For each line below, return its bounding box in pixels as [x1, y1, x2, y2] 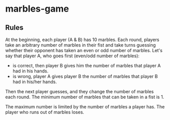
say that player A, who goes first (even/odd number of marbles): [5, 53, 140, 59]
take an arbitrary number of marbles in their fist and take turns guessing [5, 42, 156, 48]
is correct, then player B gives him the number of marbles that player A [12, 63, 161, 68]
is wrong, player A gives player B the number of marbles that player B [12, 73, 158, 79]
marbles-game [5, 3, 70, 15]
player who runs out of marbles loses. [5, 109, 85, 115]
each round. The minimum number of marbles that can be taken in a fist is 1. [5, 94, 164, 100]
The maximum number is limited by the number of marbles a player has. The [5, 104, 165, 109]
